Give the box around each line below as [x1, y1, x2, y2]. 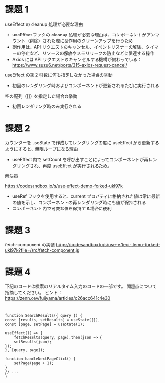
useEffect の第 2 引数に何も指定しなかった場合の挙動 [5, 72, 113, 78]
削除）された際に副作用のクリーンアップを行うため [29, 37, 133, 44]
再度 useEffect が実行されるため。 [42, 163, 112, 169]
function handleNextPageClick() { [5, 356, 76, 361]
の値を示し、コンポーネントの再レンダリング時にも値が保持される [12, 199, 146, 205]
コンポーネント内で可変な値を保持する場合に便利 [12, 205, 112, 211]
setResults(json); [14, 339, 52, 344]
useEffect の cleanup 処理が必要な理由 [5, 21, 83, 27]
